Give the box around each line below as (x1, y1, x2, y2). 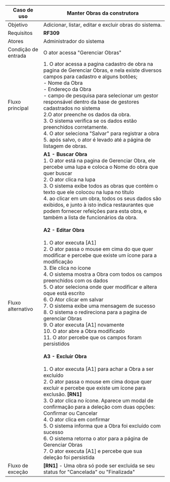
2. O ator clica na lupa (43, 176, 96, 183)
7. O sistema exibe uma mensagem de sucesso (43, 303, 156, 309)
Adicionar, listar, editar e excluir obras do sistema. (43, 21, 162, 28)
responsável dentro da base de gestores (43, 99, 139, 105)
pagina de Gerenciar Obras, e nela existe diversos (43, 67, 162, 74)
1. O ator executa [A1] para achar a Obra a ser (43, 366, 154, 372)
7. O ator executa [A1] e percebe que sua (43, 448, 143, 454)
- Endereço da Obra (43, 86, 92, 92)
